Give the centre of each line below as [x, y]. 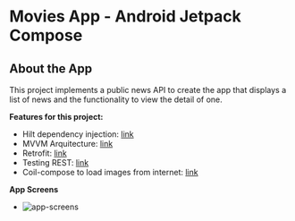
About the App [51, 68]
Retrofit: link [44, 153]
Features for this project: [56, 117]
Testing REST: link [55, 162]
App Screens [34, 189]
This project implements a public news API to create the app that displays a [148, 90]
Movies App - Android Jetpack [125, 17]
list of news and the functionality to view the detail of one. [116, 99]
